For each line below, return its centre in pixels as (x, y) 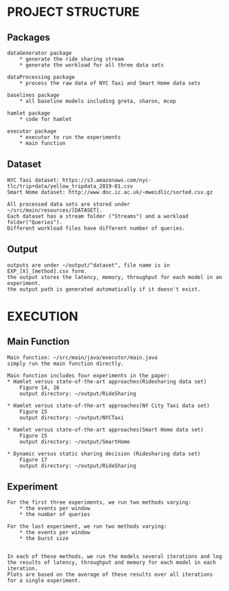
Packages (28, 37)
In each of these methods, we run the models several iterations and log (115, 557)
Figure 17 (34, 460)
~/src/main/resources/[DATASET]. (55, 210)
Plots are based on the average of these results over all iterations (110, 575)
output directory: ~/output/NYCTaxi (72, 417)
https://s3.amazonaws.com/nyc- (107, 180)
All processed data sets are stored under (69, 204)
